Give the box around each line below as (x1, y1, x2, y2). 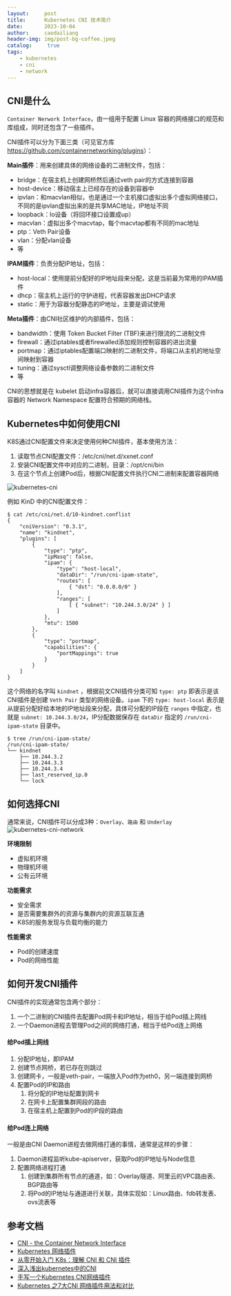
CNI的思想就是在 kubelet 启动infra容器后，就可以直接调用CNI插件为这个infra (7, 387, 224, 395)
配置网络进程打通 (17, 1164, 66, 1172)
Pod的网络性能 (17, 956, 59, 964)
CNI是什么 (7, 94, 51, 107)
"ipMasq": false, (43, 553, 94, 561)
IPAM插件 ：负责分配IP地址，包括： (7, 259, 107, 268)
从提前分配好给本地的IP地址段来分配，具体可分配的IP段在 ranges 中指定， (7, 704, 216, 712)
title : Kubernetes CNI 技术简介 (7, 17, 112, 23)
